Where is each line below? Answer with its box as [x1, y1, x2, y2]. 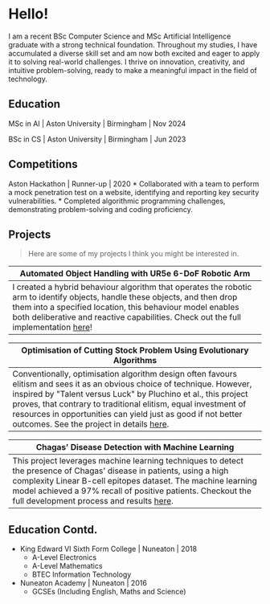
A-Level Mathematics [31, 561, 103, 571]
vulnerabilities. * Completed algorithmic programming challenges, [8, 196, 226, 206]
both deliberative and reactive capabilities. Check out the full [12, 312, 241, 323]
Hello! [8, 5, 49, 23]
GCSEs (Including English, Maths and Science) [31, 587, 186, 597]
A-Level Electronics [31, 553, 97, 562]
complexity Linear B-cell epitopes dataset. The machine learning [12, 475, 257, 487]
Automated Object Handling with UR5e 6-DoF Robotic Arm [19, 268, 251, 280]
